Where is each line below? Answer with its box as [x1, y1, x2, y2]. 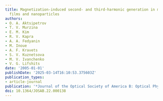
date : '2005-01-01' [5, 66, 45, 71]
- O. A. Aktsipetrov [5, 20, 47, 26]
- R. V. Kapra [5, 34, 34, 39]
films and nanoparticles [9, 12, 60, 17]
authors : [5, 16, 23, 21]
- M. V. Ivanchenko [5, 57, 45, 62]
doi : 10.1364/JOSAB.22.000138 [5, 88, 66, 93]
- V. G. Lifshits [5, 61, 40, 66]
